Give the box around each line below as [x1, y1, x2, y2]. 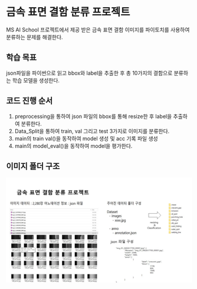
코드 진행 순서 [6, 96, 53, 106]
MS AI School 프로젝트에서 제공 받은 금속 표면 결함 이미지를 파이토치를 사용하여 [6, 26, 190, 33]
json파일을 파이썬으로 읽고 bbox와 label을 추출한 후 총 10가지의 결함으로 [6, 69, 173, 76]
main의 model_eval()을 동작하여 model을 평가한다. [14, 142, 133, 149]
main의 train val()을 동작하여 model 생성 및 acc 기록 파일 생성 [14, 134, 158, 142]
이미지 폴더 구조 [6, 161, 60, 171]
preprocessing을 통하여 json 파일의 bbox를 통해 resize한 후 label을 [14, 113, 172, 120]
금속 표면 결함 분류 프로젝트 [6, 5, 130, 19]
